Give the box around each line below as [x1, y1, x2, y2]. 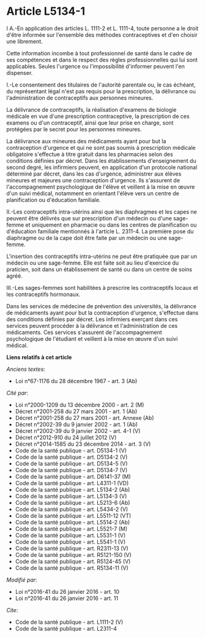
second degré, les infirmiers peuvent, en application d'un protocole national [6, 163, 198, 171]
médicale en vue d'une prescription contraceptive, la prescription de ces [6, 112, 190, 120]
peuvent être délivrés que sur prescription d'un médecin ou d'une [6, 214, 173, 222]
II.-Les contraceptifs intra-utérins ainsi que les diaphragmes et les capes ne [6, 208, 198, 216]
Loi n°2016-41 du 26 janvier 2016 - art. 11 [15, 594, 118, 602]
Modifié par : [6, 576, 38, 583]
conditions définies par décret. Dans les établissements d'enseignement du [6, 157, 197, 164]
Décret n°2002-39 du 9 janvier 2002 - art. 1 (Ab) [15, 421, 138, 428]
